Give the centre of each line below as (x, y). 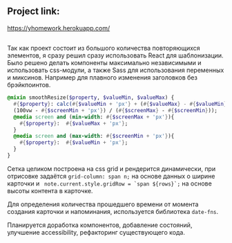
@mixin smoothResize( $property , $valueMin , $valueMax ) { (91, 98)
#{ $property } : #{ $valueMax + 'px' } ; (74, 123)
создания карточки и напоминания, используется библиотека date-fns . (113, 211)
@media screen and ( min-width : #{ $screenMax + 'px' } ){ (94, 117)
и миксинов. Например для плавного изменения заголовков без (103, 78)
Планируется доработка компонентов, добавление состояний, (100, 225)
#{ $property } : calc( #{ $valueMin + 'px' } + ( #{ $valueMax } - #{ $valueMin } (120, 104)
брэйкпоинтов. (29, 85)
